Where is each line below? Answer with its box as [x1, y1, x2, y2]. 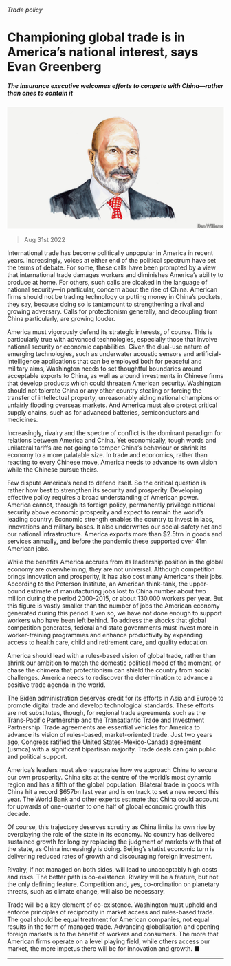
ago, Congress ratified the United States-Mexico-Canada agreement [7, 738, 201, 746]
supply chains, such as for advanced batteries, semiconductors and [7, 408, 199, 417]
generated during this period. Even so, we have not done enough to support [7, 609, 222, 617]
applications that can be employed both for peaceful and [41, 358, 202, 366]
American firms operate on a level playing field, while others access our [7, 937, 210, 945]
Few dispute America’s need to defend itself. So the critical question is [7, 479, 206, 487]
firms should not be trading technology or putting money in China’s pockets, [7, 293, 222, 301]
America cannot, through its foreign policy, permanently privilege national [7, 501, 215, 509]
